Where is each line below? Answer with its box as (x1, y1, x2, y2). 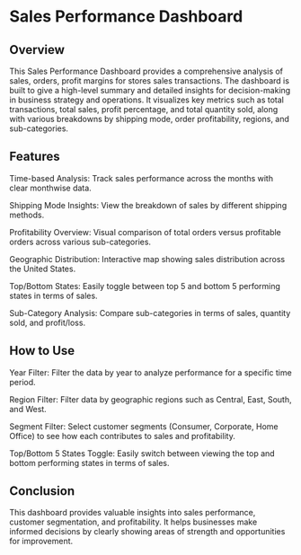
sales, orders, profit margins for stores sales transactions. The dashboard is (9, 75, 290, 86)
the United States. (9, 263, 76, 274)
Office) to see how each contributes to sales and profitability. (9, 430, 235, 441)
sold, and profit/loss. (9, 317, 86, 328)
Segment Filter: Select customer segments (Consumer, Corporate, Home (9, 420, 279, 432)
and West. (9, 403, 47, 414)
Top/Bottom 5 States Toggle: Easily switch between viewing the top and (9, 447, 276, 459)
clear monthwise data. (9, 182, 92, 193)
